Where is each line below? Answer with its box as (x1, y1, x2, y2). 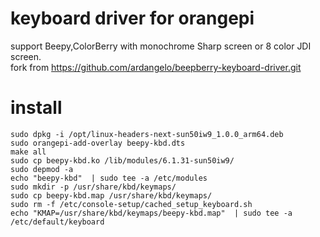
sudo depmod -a (10, 164, 74, 174)
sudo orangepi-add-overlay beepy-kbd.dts (10, 138, 186, 148)
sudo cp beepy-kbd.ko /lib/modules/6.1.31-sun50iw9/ (10, 155, 235, 166)
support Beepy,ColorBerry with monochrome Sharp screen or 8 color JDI (10, 40, 312, 52)
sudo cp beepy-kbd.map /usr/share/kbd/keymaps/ (10, 190, 213, 201)
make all (10, 147, 47, 157)
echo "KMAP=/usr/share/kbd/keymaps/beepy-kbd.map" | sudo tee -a (10, 208, 293, 218)
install (10, 97, 63, 119)
